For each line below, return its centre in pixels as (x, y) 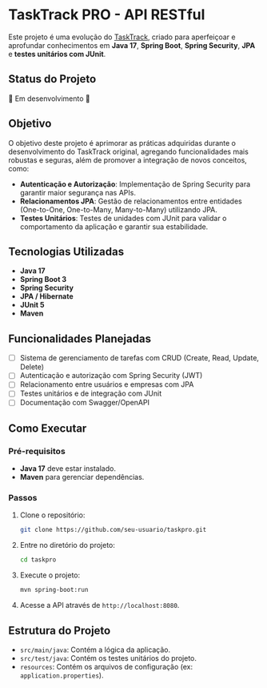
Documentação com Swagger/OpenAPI (85, 403)
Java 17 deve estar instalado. (68, 469)
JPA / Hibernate (46, 296)
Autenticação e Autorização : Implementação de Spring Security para (135, 184)
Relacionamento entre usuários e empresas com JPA (107, 384)
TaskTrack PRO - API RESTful (107, 15)
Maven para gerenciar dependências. (82, 477)
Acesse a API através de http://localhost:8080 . (100, 606)
